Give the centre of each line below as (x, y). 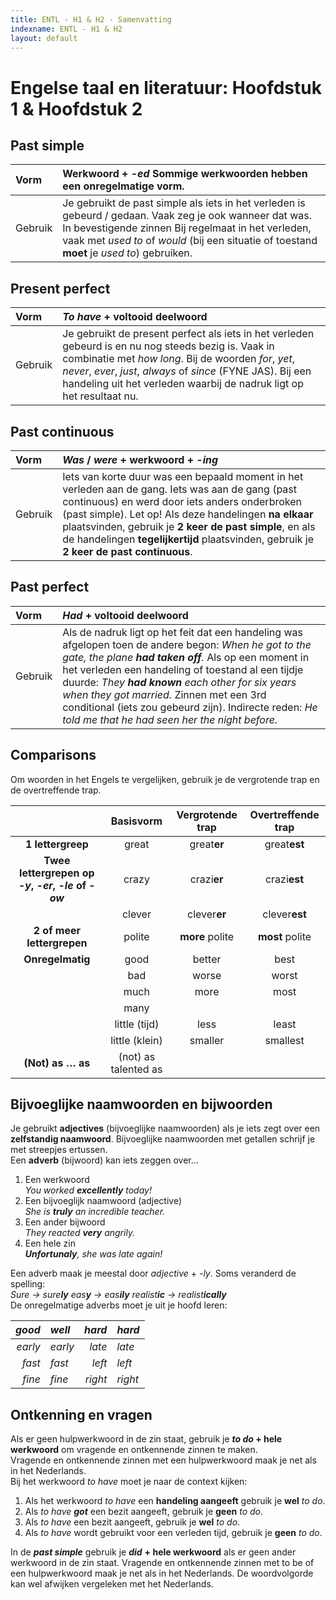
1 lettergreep (56, 844)
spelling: (28, 1284)
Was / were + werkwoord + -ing (140, 459)
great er (207, 844)
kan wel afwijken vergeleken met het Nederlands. (112, 1584)
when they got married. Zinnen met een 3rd (164, 694)
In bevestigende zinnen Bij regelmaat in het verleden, (187, 228)
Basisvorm (136, 821)
